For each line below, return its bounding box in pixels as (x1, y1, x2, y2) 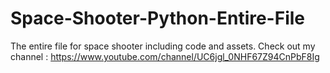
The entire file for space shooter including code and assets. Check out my (10, 40, 316, 52)
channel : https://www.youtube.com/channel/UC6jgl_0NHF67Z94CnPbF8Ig (10, 50, 320, 62)
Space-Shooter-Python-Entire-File (10, 7, 306, 30)
